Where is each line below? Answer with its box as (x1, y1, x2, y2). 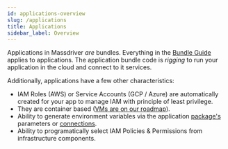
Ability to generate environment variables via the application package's (17, 112, 221, 121)
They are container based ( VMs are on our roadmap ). (17, 105, 170, 113)
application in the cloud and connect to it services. (7, 63, 152, 71)
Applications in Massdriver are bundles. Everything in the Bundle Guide (7, 49, 211, 57)
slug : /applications (7, 17, 67, 24)
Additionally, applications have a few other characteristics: (7, 77, 175, 85)
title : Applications (7, 23, 67, 30)
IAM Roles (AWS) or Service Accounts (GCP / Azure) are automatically (17, 90, 219, 98)
